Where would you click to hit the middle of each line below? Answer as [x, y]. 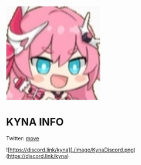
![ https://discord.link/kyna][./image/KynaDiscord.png [70, 150]
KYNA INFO [35, 122]
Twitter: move [23, 138]
